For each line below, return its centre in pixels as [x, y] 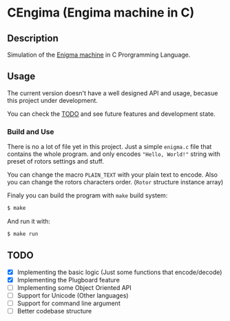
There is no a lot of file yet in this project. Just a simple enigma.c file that [109, 147]
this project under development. [53, 100]
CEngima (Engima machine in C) [101, 13]
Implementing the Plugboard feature [69, 280]
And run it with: [29, 221]
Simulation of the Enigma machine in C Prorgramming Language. [99, 55]
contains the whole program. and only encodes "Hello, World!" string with [114, 154]
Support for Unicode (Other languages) [73, 295]
